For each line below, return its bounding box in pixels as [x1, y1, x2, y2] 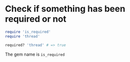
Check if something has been [5, 3, 126, 14]
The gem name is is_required [5, 51, 65, 57]
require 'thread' [5, 34, 40, 39]
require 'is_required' [5, 29, 51, 34]
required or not [5, 13, 66, 25]
